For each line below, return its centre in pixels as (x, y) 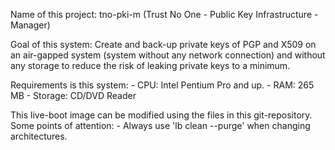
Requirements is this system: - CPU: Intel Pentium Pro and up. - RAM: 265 (162, 85)
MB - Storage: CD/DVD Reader (73, 95)
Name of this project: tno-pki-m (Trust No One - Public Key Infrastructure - (164, 14)
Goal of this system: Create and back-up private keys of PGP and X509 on (163, 44)
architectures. (39, 136)
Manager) (30, 25)
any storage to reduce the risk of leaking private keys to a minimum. (150, 65)
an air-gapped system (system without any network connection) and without (168, 55)
